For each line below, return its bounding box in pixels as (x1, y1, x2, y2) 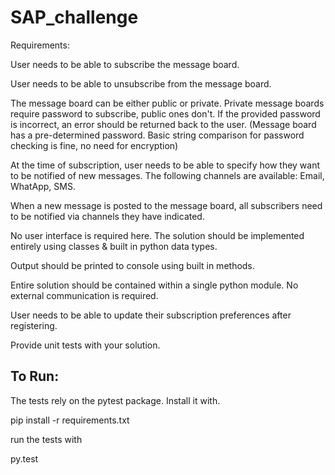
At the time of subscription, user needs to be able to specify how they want (10, 159, 321, 171)
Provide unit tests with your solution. (10, 339, 161, 351)
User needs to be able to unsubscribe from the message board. (10, 77, 272, 90)
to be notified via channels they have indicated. (10, 210, 205, 222)
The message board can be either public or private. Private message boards (10, 97, 325, 109)
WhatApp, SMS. (10, 180, 76, 192)
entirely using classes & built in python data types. (10, 240, 218, 252)
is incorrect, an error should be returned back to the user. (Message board (10, 118, 317, 130)
